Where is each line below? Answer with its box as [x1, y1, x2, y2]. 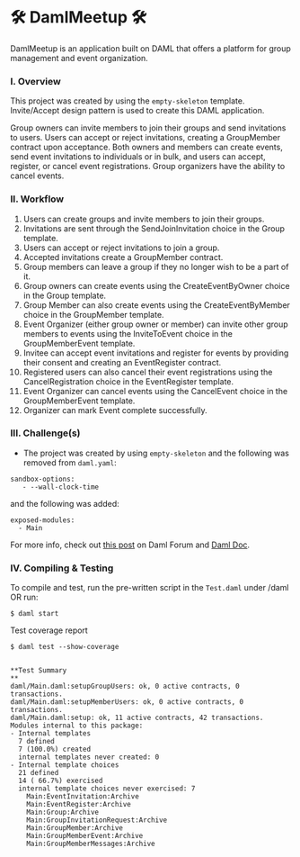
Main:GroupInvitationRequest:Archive [26, 816, 168, 825]
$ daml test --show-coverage [10, 643, 119, 652]
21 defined [18, 769, 59, 778]
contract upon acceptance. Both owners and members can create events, [10, 141, 284, 153]
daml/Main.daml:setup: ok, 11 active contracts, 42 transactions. [10, 713, 264, 723]
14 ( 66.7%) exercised [18, 776, 103, 786]
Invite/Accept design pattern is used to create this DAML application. [10, 105, 265, 116]
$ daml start [10, 609, 59, 618]
